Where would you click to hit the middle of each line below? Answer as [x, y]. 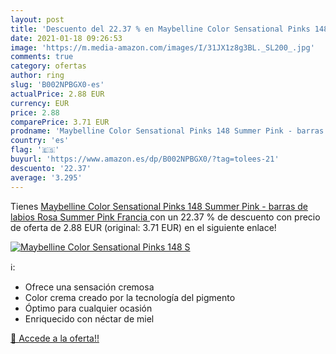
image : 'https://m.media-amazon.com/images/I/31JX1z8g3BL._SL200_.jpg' [162, 47]
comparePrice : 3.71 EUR [60, 122]
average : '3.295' [46, 177]
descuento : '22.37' [51, 168]
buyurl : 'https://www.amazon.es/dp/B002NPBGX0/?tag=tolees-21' [145, 159]
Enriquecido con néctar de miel [89, 318]
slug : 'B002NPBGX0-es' [57, 85]
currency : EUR [40, 103]
